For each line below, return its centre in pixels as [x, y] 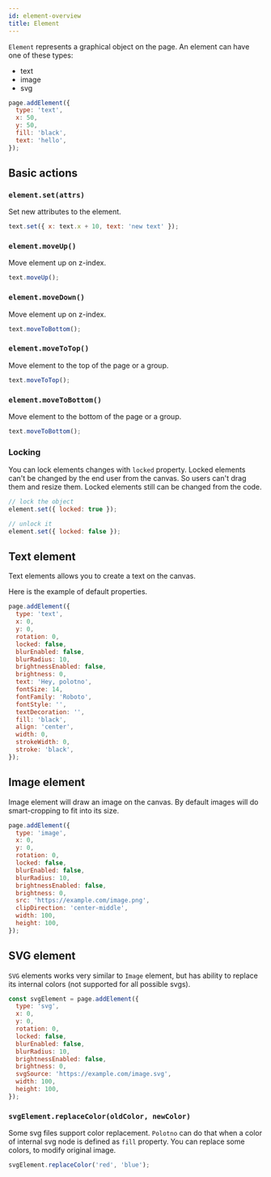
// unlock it [30, 524]
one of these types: [41, 55]
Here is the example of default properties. [78, 592]
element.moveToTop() [49, 348]
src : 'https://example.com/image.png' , [83, 901]
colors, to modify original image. [62, 1150]
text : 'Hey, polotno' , [54, 682]
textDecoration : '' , [50, 712]
